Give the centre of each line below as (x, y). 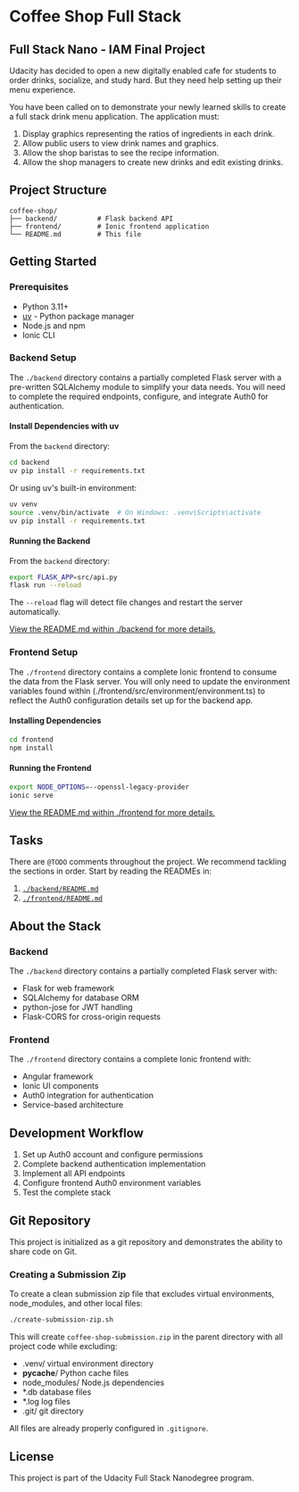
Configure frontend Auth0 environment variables (112, 1183)
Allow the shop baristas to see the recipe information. (120, 153)
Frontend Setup (44, 652)
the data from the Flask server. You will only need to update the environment (149, 681)
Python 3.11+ (46, 306)
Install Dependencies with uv (64, 427)
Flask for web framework (68, 989)
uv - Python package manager (78, 316)
